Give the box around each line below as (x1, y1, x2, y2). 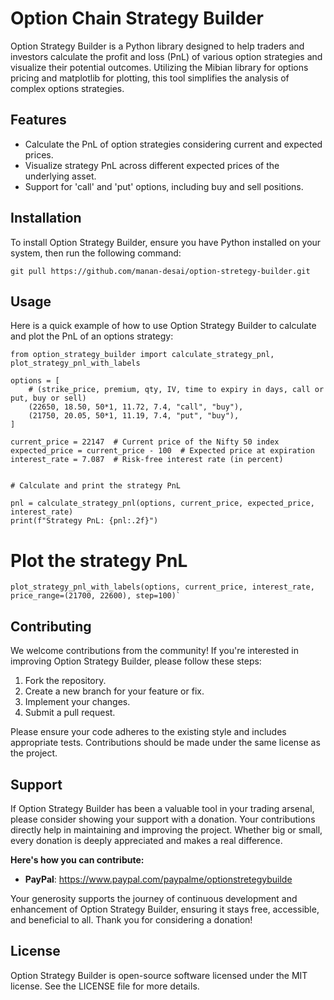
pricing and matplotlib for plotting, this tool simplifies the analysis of (10, 72, 290, 84)
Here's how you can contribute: (10, 853, 145, 866)
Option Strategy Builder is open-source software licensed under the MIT (10, 969, 308, 981)
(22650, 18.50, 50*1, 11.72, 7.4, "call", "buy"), (28, 402, 244, 412)
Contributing (10, 618, 92, 635)
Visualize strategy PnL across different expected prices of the (24, 159, 280, 171)
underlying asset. (24, 170, 97, 182)
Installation (10, 210, 82, 227)
